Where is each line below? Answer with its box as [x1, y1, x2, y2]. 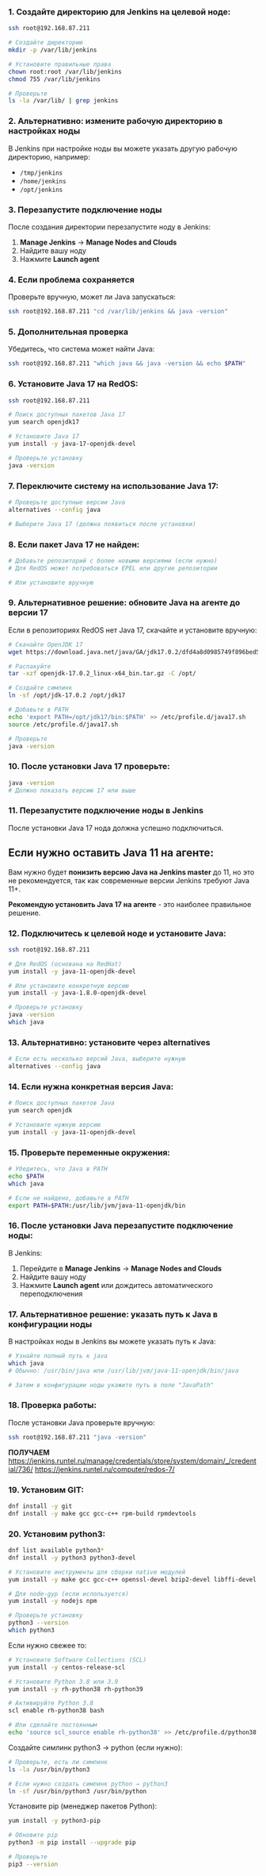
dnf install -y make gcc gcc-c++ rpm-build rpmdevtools [8, 1509, 196, 1517]
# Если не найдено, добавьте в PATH [8, 1194, 129, 1202]
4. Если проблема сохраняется [8, 274, 135, 285]
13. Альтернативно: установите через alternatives [8, 1036, 211, 1048]
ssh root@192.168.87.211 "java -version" [8, 1433, 147, 1441]
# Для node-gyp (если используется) [8, 1590, 129, 1597]
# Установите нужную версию [8, 1121, 101, 1128]
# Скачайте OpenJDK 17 [8, 640, 83, 648]
